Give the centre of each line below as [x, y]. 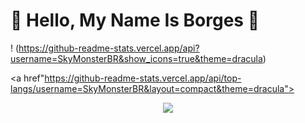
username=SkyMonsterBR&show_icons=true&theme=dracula [136, 58]
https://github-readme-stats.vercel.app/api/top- [143, 78]
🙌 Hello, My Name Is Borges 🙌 [135, 20]
